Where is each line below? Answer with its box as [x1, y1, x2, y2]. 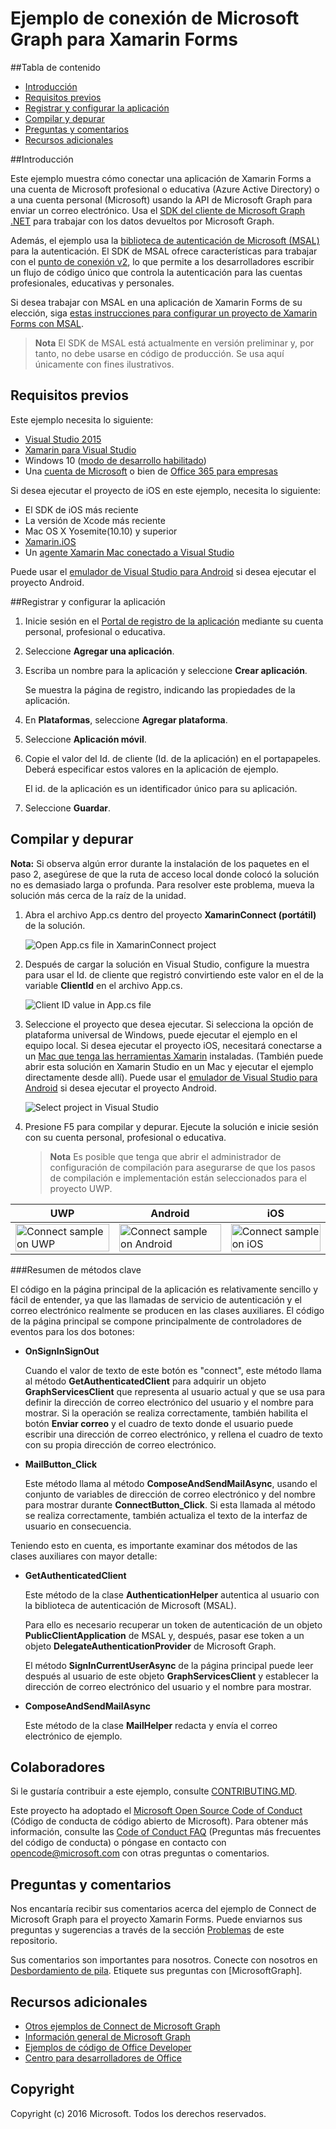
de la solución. [24, 919, 86, 931]
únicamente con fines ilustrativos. [34, 358, 175, 370]
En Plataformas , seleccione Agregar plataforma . [24, 713, 228, 726]
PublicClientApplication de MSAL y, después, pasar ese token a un [24, 1629, 305, 1641]
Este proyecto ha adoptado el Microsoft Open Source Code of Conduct [10, 1805, 303, 1817]
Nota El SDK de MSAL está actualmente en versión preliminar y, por [34, 337, 315, 349]
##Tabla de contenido [10, 61, 101, 73]
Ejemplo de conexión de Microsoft [10, 7, 300, 30]
